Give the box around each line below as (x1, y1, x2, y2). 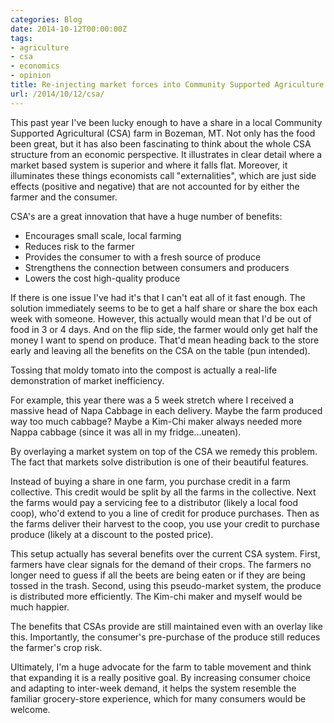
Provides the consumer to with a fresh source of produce (24, 251, 262, 263)
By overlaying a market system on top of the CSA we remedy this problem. (10, 445, 318, 457)
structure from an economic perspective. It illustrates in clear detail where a (10, 148, 323, 160)
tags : (10, 33, 33, 43)
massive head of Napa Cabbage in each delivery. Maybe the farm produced (10, 404, 323, 416)
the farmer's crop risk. (10, 641, 103, 653)
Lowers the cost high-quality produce (24, 272, 181, 284)
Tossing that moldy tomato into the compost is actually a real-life (10, 364, 278, 376)
